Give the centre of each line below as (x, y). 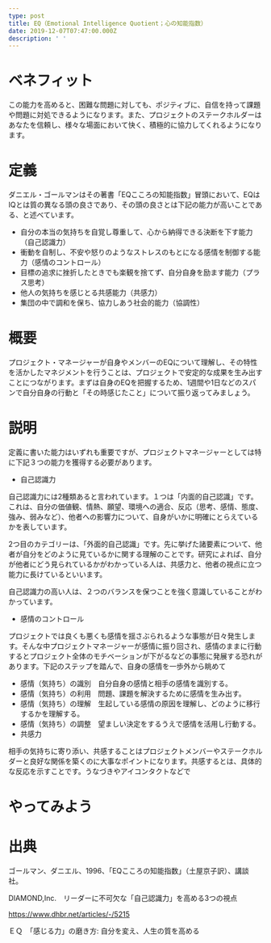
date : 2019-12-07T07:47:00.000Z (63, 31)
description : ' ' (38, 38)
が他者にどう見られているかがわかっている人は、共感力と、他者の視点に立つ (135, 564)
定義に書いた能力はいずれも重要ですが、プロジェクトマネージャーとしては (132, 452)
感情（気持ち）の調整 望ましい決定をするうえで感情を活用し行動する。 (140, 724)
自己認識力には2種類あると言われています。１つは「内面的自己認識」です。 (133, 497)
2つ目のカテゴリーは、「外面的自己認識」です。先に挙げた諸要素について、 (132, 544)
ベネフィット (51, 81)
